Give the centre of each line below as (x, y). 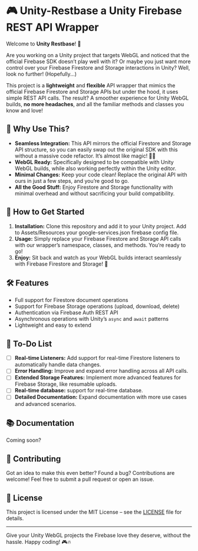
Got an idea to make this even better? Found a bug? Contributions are (90, 473)
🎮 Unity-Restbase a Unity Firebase (94, 11)
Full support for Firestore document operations (71, 300)
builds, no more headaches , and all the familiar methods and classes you (95, 104)
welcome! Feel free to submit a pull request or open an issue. (80, 479)
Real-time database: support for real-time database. (79, 391)
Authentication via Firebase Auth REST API (66, 313)
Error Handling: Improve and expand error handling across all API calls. (101, 371)
